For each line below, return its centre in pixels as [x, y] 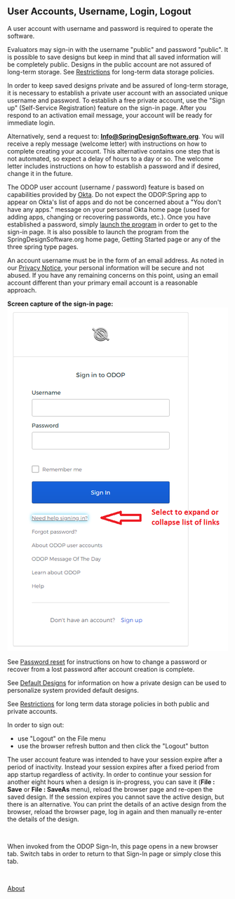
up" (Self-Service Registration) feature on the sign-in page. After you [107, 107]
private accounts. [33, 711]
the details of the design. [43, 819]
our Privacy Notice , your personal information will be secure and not [106, 268]
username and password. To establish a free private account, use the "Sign [116, 100]
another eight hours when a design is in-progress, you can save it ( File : [111, 782]
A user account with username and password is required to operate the [110, 28]
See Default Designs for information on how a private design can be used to [117, 682]
